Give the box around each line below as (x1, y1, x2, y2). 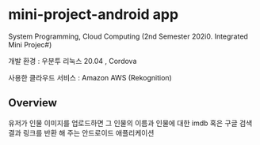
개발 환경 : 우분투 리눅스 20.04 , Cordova (8, 56, 137, 65)
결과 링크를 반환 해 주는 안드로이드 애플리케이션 (8, 128, 155, 137)
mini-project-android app (8, 6, 179, 24)
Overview (8, 96, 58, 110)
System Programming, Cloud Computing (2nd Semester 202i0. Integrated (8, 32, 248, 41)
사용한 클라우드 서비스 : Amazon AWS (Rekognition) (8, 72, 172, 82)
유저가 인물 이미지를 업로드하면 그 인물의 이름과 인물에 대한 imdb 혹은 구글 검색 (8, 118, 253, 128)
